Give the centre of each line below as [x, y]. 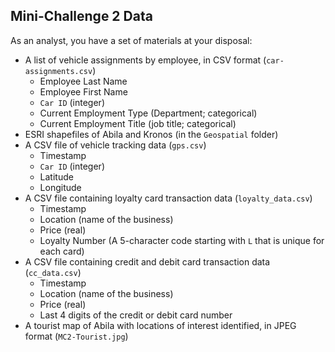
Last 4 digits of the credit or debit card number [136, 315]
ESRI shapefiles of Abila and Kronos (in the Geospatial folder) [151, 134]
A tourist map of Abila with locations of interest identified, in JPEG [160, 325]
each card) [62, 251]
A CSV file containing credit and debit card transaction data [147, 261]
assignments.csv [58, 71]
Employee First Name [83, 91]
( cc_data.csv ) [53, 272]
